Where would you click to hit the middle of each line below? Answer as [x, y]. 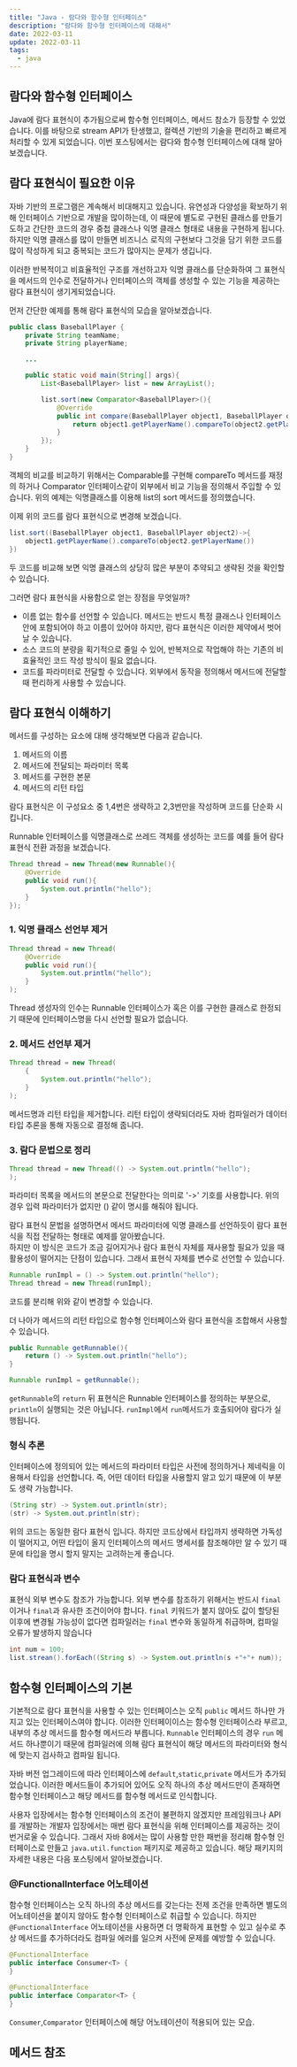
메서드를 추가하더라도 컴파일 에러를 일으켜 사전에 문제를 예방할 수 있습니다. [147, 1938]
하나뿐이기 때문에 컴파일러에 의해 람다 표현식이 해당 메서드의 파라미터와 [148, 1743]
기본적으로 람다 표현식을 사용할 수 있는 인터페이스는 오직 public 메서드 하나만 [142, 1710]
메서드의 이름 [45, 755]
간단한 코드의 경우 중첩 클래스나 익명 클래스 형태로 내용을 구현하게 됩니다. [159, 228]
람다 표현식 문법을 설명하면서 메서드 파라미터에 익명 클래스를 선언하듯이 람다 [140, 1225]
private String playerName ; [76, 343]
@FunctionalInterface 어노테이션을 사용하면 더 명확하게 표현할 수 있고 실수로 [143, 1927]
